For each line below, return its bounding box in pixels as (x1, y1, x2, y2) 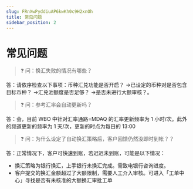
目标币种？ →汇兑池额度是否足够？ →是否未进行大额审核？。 (6, 89, 153, 96)
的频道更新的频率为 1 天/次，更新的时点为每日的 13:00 (6, 123, 136, 130)
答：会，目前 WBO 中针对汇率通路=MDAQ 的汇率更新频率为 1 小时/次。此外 (6, 116, 188, 123)
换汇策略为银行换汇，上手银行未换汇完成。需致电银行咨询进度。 (14, 162, 169, 169)
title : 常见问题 (6, 14, 42, 20)
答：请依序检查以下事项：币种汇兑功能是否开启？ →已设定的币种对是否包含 (6, 82, 188, 89)
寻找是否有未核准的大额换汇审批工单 (25, 177, 113, 184)
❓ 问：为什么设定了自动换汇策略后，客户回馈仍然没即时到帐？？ (20, 136, 174, 143)
